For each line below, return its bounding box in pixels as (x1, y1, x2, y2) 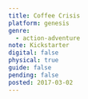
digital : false (8, 49, 59, 57)
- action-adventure (15, 34, 81, 42)
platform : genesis (8, 19, 70, 27)
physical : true (8, 57, 59, 65)
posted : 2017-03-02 (8, 78, 74, 86)
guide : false (8, 64, 52, 72)
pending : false (8, 71, 59, 79)
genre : (8, 26, 30, 34)
